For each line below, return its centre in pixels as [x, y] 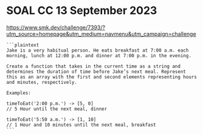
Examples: [19, 93]
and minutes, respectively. [42, 82]
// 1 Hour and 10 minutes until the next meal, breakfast [81, 125]
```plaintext [23, 45]
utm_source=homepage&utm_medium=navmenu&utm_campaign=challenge [101, 33]
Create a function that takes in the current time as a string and [94, 66]
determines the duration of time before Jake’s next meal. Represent [96, 71]
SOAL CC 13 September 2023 [82, 11]
